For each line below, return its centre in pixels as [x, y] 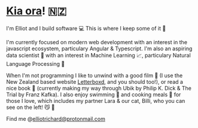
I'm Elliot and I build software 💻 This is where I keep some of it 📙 [86, 28]
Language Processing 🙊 [36, 63]
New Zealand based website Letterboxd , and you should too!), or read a [95, 81]
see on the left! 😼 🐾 [31, 107]
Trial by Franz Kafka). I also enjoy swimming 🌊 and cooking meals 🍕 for [94, 95]
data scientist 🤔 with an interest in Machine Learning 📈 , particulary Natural [99, 55]
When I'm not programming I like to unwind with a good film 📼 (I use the [95, 75]
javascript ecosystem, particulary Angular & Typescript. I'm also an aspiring [99, 48]
